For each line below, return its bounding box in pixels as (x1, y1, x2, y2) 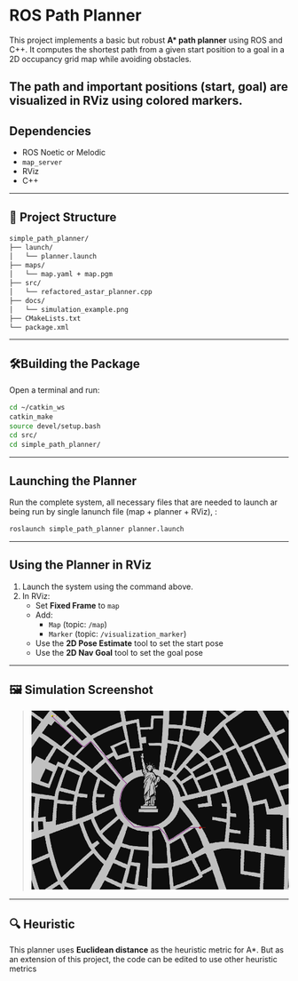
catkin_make (9, 412, 53, 421)
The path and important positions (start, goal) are (9, 79, 288, 94)
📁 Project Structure (9, 210, 117, 225)
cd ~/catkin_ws (9, 403, 66, 411)
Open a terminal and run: (9, 384, 100, 395)
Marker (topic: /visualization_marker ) (48, 628, 187, 639)
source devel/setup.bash (9, 421, 101, 431)
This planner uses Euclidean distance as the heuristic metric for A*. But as (9, 945, 284, 955)
